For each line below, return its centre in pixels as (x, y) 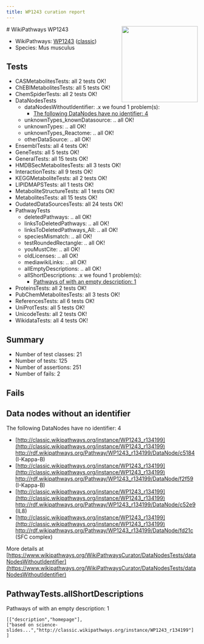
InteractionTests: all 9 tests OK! (54, 172)
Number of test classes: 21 (48, 354)
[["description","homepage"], (45, 620)
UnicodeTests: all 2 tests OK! (51, 314)
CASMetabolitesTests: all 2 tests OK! (60, 81)
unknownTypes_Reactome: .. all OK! (69, 133)
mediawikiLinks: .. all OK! (55, 262)
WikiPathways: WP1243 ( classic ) (56, 41)
